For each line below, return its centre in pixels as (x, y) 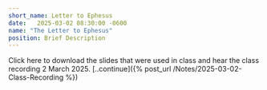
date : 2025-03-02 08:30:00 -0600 (68, 23)
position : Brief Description (57, 38)
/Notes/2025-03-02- (207, 69)
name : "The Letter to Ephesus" (61, 30)
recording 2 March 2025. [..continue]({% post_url (90, 69)
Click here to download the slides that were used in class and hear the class (133, 61)
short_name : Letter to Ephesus (61, 16)
